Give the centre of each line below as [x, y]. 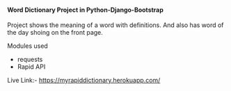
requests [30, 60]
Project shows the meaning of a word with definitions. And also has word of [115, 25]
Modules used [28, 46]
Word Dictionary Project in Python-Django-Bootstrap [85, 10]
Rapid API [31, 67]
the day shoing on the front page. [55, 33]
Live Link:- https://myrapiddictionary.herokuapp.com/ [84, 81]
